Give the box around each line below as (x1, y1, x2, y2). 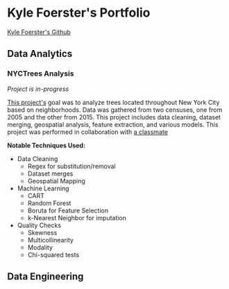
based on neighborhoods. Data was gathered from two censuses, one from (7, 106, 223, 114)
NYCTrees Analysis (7, 69, 74, 79)
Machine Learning (17, 184, 69, 192)
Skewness (27, 228, 58, 237)
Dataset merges (27, 169, 74, 178)
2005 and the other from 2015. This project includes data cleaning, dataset (7, 113, 221, 121)
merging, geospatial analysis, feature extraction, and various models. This (7, 120, 219, 129)
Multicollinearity (27, 236, 74, 244)
